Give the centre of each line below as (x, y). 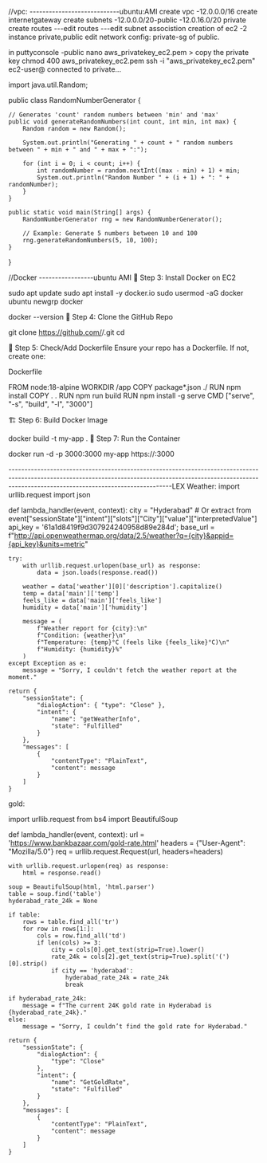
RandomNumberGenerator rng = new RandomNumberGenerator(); (123, 219)
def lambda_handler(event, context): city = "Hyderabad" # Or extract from (130, 510)
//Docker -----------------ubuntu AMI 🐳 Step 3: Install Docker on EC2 (122, 277)
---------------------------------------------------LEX (97, 486)
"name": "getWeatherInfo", (96, 719)
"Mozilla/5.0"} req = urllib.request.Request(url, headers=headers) (116, 851)
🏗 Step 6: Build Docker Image (58, 420)
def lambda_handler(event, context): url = (77, 835)
